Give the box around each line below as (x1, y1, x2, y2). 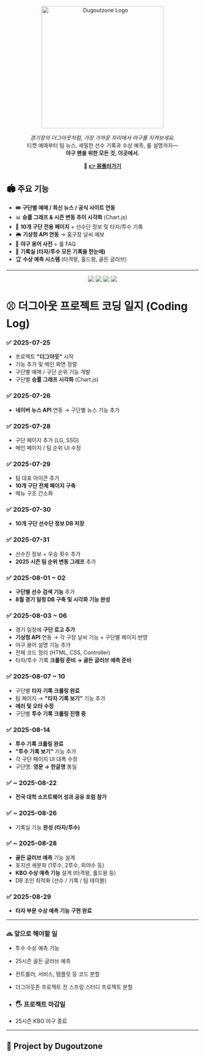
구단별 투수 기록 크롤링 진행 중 (15, 709, 87, 717)
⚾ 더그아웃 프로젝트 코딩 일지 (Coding (6, 299, 188, 313)
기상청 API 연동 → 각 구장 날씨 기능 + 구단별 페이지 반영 (15, 634, 148, 641)
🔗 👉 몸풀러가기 (84, 163, 121, 169)
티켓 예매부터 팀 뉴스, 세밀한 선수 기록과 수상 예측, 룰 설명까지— (26, 142, 179, 149)
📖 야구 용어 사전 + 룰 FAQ (15, 240, 76, 247)
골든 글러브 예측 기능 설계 (15, 854, 75, 861)
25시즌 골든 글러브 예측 (15, 957, 71, 965)
